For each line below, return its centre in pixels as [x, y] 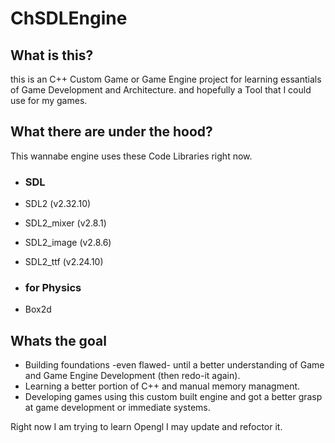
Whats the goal [58, 340]
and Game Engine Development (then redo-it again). [132, 376]
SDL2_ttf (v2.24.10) [64, 262]
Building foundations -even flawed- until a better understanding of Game [174, 365]
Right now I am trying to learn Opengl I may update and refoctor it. [146, 427]
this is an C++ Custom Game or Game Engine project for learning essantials [166, 79]
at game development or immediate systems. [117, 408]
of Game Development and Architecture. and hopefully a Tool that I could [161, 90]
